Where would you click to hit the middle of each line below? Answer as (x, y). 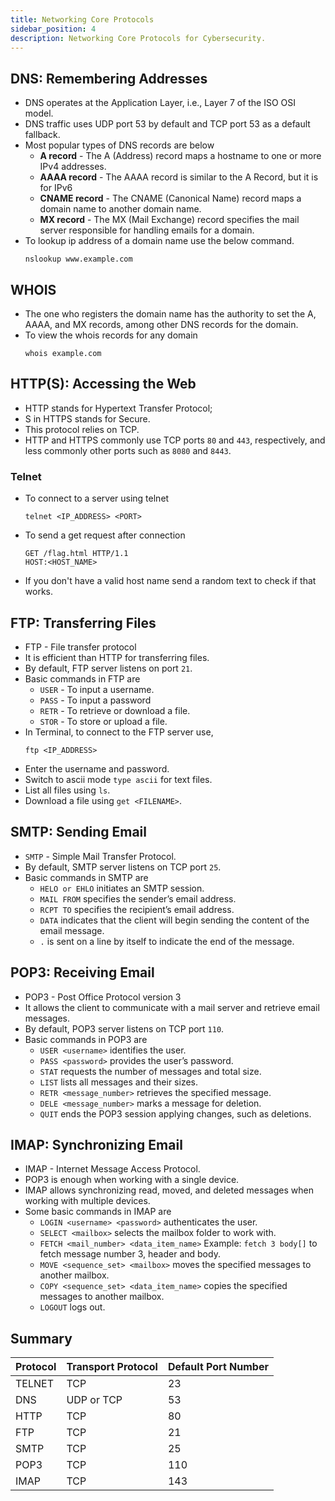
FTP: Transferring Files (83, 622)
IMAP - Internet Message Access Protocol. (112, 1169)
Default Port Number (218, 1367)
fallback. (42, 135)
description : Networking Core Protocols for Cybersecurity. (138, 38)
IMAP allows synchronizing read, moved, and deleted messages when (169, 1190)
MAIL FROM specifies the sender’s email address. (138, 898)
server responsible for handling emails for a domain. (147, 230)
